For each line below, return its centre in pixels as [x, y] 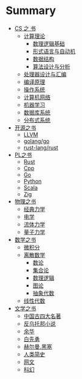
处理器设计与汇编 [45, 74]
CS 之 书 [25, 28]
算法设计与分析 [51, 66]
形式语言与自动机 [54, 51]
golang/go [36, 141]
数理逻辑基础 [49, 43]
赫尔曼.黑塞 [38, 347]
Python [32, 181]
